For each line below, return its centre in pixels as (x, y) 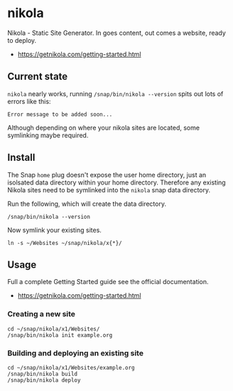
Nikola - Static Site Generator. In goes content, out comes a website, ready (116, 33)
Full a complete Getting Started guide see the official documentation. (108, 282)
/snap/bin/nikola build (43, 374)
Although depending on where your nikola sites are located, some (104, 127)
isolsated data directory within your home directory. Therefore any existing (116, 182)
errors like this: (29, 101)
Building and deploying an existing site (76, 353)
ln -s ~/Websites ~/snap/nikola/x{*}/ (65, 243)
